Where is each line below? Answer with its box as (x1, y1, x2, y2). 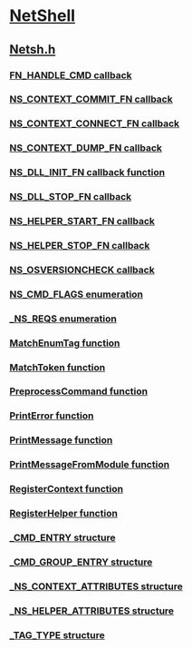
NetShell (9, 5, 75, 26)
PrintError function (9, 409, 94, 422)
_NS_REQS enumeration (9, 312, 118, 325)
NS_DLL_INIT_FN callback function (9, 166, 166, 179)
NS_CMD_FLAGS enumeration (9, 288, 143, 300)
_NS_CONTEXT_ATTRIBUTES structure (9, 580, 183, 593)
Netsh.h (9, 42, 56, 57)
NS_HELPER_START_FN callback (9, 215, 156, 228)
